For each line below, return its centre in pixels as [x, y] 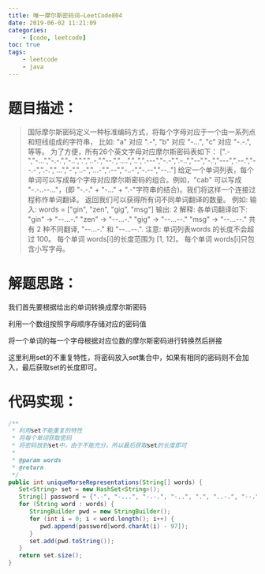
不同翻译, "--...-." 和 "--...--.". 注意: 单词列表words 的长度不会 [149, 229]
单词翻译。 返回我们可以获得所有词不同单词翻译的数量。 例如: [148, 199]
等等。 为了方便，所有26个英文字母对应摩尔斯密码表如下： [123, 152]
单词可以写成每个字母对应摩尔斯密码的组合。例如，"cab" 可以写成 [134, 179]
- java [33, 67]
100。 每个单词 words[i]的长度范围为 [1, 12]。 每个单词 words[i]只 [142, 238]
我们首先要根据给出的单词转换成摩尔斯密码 [77, 307]
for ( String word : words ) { [66, 505]
